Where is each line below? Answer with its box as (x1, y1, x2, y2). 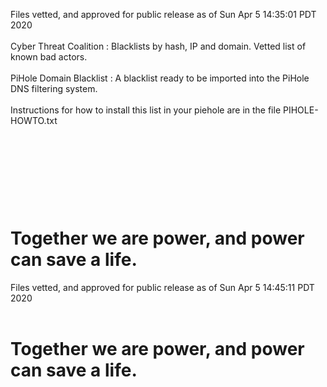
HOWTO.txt (10, 115, 58, 126)
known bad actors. (10, 51, 88, 63)
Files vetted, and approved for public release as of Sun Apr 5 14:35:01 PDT (10, 9, 317, 20)
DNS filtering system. (10, 83, 98, 94)
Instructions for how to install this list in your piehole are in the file (10, 104, 282, 116)
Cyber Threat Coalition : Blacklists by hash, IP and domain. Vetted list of (10, 40, 307, 52)
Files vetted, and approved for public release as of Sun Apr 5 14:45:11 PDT (10, 282, 315, 294)
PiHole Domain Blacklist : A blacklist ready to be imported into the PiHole (10, 72, 310, 84)
